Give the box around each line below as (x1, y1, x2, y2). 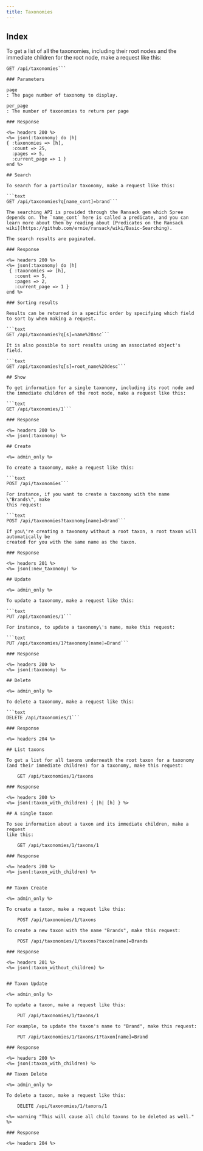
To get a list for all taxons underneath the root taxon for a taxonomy (6, 758, 194, 764)
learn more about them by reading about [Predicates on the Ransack (6, 220, 184, 226)
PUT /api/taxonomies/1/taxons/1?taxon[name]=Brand (17, 1034, 148, 1040)
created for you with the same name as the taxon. (6, 539, 137, 545)
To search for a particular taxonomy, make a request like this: (6, 183, 175, 189)
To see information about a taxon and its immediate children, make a (6, 821, 189, 828)
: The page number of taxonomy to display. (6, 92, 119, 99)
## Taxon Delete (6, 1071, 47, 1077)
